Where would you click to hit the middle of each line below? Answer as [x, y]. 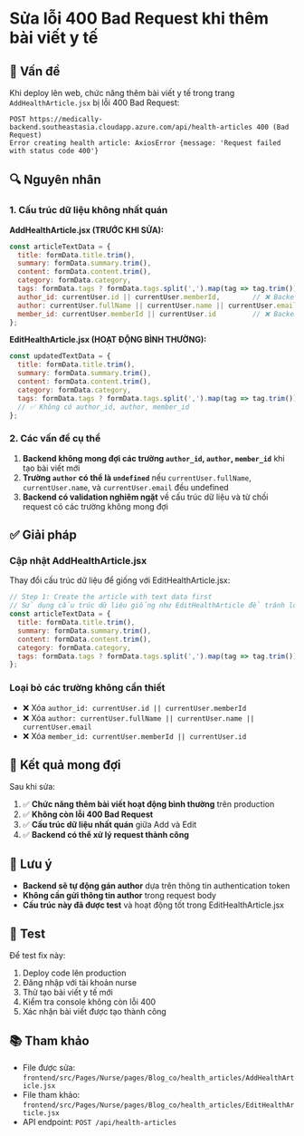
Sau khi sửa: [33, 787]
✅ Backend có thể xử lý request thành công [106, 835]
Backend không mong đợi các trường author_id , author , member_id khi [153, 458]
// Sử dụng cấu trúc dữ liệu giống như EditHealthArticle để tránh [147, 606]
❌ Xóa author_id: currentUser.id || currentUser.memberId [134, 707]
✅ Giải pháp [43, 535]
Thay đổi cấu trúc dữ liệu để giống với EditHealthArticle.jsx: [120, 580]
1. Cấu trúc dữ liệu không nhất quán [89, 210]
